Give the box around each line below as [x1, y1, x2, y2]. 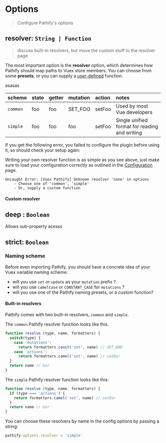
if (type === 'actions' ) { [9, 390, 65, 396]
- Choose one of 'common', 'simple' [14, 181, 90, 186]
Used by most [116, 103, 148, 110]
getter [48, 94, 64, 101]
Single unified [116, 116, 148, 123]
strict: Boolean [5, 238, 49, 246]
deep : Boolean [5, 210, 50, 219]
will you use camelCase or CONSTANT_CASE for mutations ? [12, 284, 125, 290]
